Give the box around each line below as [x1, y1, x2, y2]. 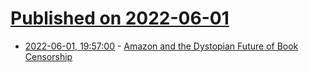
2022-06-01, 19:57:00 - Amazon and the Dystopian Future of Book [24, 40, 299, 52]
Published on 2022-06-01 [10, 7, 230, 30]
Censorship [24, 50, 73, 62]
